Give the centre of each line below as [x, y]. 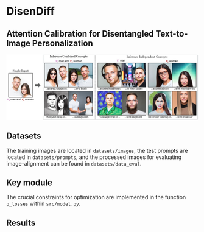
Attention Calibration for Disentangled [80, 34]
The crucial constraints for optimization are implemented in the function [96, 197]
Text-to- [172, 34]
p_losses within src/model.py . [44, 204]
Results [21, 223]
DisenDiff [30, 11]
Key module [30, 182]
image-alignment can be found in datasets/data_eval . [74, 163]
